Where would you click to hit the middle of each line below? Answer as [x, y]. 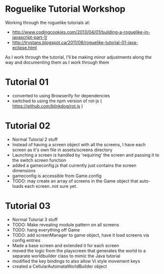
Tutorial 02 [28, 126]
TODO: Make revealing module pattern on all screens [66, 225]
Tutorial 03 [28, 206]
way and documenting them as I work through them [57, 62]
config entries [26, 240]
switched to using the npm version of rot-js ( [57, 101]
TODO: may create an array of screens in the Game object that [75, 181]
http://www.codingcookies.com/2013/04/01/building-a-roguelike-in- [81, 32]
